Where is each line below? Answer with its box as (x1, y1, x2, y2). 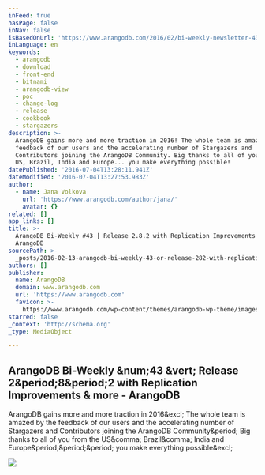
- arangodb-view (15, 85, 69, 93)
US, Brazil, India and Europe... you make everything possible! (15, 159, 231, 167)
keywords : (8, 48, 41, 56)
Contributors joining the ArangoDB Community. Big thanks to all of (15, 151, 245, 159)
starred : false (8, 313, 58, 321)
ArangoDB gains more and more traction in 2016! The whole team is (15, 136, 242, 145)
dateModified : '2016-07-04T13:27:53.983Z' (8, 173, 150, 182)
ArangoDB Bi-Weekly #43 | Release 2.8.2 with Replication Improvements (15, 232, 256, 240)
